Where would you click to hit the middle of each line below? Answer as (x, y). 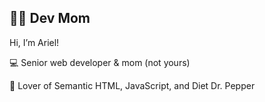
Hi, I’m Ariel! (34, 42)
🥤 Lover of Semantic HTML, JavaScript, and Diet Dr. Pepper (132, 85)
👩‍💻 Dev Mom (50, 18)
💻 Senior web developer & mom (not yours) (100, 62)
